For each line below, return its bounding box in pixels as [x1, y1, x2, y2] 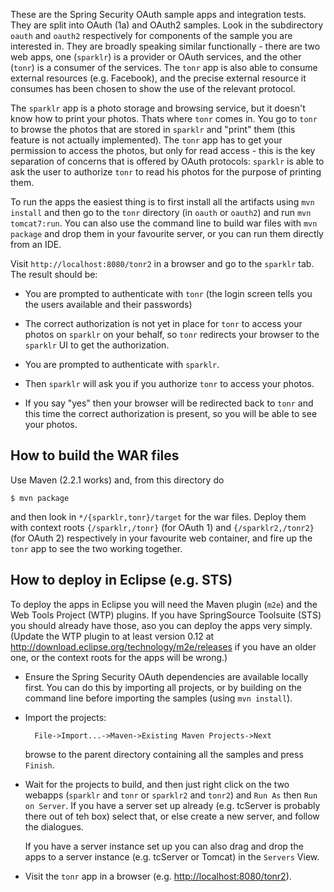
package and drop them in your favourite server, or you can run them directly [10, 228, 324, 239]
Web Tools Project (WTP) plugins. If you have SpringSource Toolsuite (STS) [10, 609, 322, 621]
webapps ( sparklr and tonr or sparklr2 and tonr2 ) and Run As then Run [24, 789, 318, 801]
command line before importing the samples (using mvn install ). [24, 692, 293, 704]
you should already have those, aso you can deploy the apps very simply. [10, 619, 313, 631]
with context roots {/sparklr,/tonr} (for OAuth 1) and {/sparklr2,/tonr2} [10, 521, 315, 533]
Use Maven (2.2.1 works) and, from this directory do [10, 474, 225, 486]
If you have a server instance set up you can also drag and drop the [24, 840, 304, 852]
